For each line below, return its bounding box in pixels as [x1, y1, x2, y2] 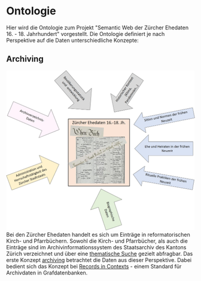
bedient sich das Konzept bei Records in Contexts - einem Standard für [6, 263, 182, 270]
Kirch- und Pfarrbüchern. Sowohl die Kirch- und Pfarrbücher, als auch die [6, 237, 188, 245]
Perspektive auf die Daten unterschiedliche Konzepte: [6, 36, 139, 44]
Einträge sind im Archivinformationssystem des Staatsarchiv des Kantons [6, 244, 187, 251]
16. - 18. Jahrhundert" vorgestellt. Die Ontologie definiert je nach [6, 30, 165, 37]
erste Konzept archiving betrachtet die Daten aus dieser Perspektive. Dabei [6, 256, 192, 264]
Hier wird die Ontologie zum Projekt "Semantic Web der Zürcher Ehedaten [6, 24, 189, 31]
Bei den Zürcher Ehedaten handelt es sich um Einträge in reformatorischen [6, 231, 190, 239]
